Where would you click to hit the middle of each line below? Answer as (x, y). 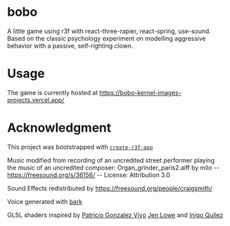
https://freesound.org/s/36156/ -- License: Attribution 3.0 (89, 175)
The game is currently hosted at (52, 92)
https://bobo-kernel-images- (140, 92)
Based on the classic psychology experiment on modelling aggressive (106, 38)
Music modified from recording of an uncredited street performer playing (111, 160)
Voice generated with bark (45, 201)
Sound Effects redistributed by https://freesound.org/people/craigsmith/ (110, 188)
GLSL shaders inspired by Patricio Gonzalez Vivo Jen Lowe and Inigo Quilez (115, 215)
